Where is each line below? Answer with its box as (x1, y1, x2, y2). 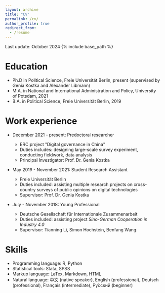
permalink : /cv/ (5, 16, 39, 21)
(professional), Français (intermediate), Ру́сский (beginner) (12, 282, 133, 288)
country (19, 186, 36, 192)
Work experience (5, 115, 78, 127)
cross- (133, 181, 147, 187)
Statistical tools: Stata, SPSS (12, 265, 70, 271)
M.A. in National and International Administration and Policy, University (12, 87, 157, 94)
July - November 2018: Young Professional (12, 201, 100, 207)
